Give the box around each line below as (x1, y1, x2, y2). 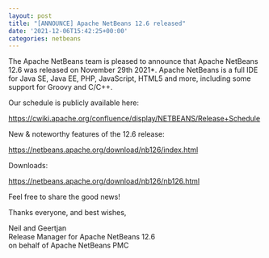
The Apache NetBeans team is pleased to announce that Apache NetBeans (8, 57, 258, 66)
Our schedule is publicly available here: (8, 98, 140, 108)
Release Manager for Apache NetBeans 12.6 (8, 232, 156, 242)
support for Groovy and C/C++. (8, 82, 113, 92)
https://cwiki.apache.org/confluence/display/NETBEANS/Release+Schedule (8, 114, 261, 124)
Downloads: (8, 161, 48, 171)
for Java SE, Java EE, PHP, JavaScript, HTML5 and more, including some (8, 74, 251, 83)
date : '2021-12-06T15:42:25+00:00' (8, 27, 128, 35)
